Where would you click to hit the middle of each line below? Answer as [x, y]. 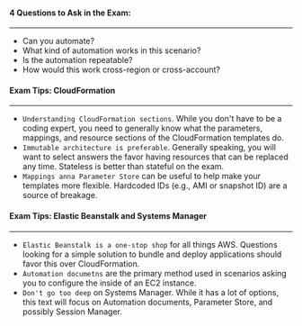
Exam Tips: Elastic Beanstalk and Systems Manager [108, 216]
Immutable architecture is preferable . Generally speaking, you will [149, 148]
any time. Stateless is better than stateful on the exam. [123, 167]
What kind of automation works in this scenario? [111, 50]
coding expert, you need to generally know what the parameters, [142, 128]
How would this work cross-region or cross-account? [121, 70]
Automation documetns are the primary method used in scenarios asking [155, 273]
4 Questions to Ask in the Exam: [70, 13]
